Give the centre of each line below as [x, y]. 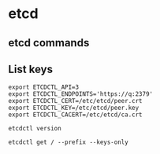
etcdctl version [35, 129]
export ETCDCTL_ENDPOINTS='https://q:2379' [81, 94]
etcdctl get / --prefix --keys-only [68, 142]
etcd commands [49, 43]
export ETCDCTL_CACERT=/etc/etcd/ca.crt [76, 115]
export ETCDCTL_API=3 [44, 87]
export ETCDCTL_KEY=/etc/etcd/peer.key [74, 108]
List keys [31, 69]
